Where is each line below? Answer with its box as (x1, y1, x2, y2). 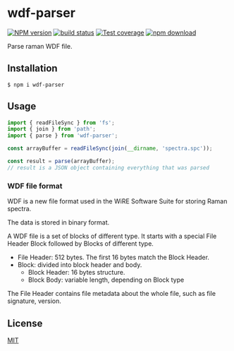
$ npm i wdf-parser (7, 81, 65, 88)
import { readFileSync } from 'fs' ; (7, 119, 115, 126)
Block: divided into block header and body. (17, 261, 142, 269)
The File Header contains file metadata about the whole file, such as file (7, 290, 216, 298)
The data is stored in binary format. (7, 218, 110, 227)
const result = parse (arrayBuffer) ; (7, 157, 115, 165)
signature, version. (7, 297, 62, 305)
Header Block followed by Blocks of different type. (7, 239, 154, 248)
